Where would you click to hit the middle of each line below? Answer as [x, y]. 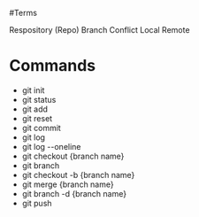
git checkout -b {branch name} [78, 174]
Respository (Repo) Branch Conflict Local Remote [99, 30]
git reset [37, 118]
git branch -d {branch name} [74, 193]
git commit [42, 128]
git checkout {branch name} [73, 156]
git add [35, 109]
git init [33, 90]
